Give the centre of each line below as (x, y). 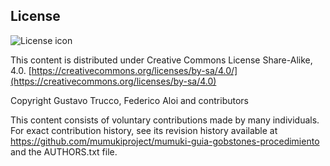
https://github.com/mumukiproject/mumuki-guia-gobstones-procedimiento (165, 141)
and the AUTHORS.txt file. (64, 151)
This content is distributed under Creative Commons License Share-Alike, (161, 60)
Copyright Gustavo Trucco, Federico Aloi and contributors (130, 100)
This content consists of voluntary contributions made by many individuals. (165, 120)
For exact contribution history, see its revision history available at (144, 130)
